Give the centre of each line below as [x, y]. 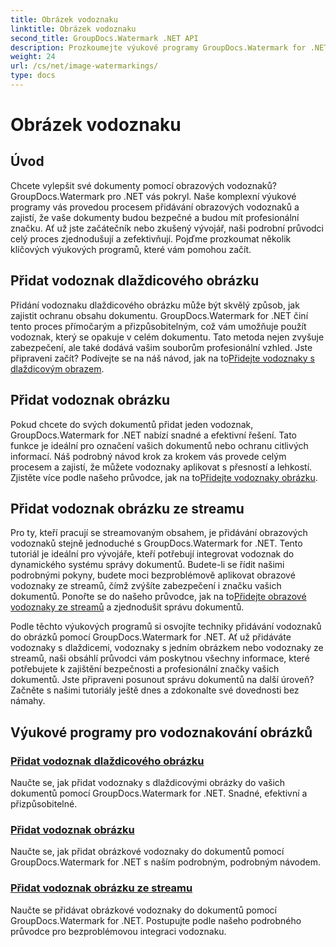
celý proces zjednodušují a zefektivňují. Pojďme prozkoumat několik [151, 238]
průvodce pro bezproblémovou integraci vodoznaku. [118, 931]
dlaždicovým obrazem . [57, 368]
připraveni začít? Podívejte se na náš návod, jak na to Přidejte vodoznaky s [162, 358]
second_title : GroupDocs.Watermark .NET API [104, 38]
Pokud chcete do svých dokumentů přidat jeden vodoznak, [132, 424]
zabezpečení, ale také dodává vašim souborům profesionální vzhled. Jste [161, 347]
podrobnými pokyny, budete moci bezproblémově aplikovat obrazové [153, 575]
